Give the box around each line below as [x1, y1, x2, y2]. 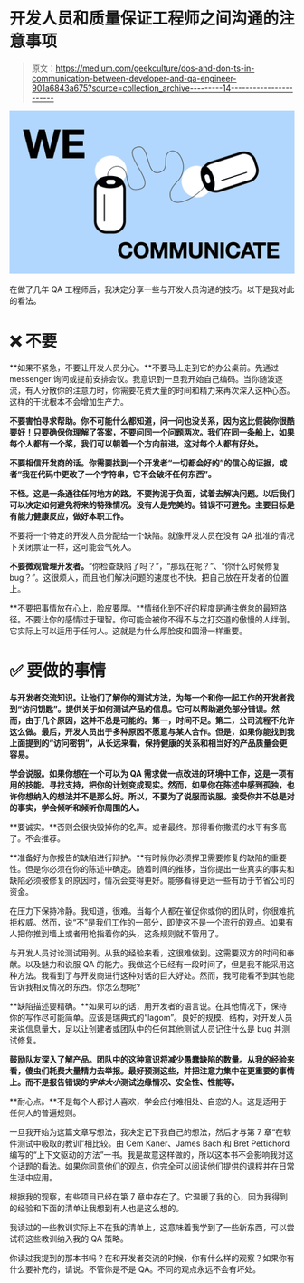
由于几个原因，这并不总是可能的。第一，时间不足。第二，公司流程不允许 [24, 715, 295, 726]
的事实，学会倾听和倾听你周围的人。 [9, 802, 145, 813]
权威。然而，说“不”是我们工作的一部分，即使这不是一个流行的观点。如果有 [16, 917, 294, 928]
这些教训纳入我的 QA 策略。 [24, 1233, 128, 1244]
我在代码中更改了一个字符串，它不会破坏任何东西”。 [21, 469, 217, 480]
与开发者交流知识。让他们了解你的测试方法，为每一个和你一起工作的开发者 [9, 692, 287, 703]
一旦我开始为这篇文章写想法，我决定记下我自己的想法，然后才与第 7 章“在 [9, 1127, 283, 1138]
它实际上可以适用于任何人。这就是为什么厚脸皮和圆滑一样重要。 [9, 625, 247, 636]
